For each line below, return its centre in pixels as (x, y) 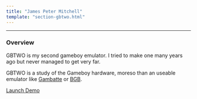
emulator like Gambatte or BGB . (44, 79)
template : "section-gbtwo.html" (45, 17)
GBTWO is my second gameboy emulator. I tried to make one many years (94, 55)
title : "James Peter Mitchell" (44, 11)
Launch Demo (23, 90)
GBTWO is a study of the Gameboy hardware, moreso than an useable (91, 73)
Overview (20, 43)
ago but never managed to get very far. (53, 61)
